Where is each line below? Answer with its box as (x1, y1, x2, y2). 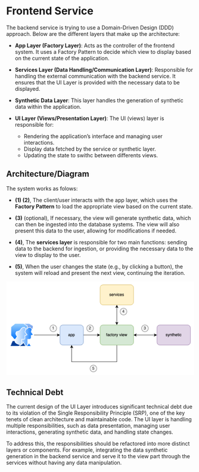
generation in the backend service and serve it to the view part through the (6, 453, 191, 459)
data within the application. (14, 103, 82, 110)
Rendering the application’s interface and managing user (23, 133, 163, 140)
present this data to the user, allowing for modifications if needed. (14, 227, 177, 234)
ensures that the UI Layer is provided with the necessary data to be (14, 79, 180, 86)
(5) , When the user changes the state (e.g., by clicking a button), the (14, 263, 184, 270)
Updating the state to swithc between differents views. (23, 151, 158, 159)
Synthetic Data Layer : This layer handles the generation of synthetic (14, 97, 184, 104)
